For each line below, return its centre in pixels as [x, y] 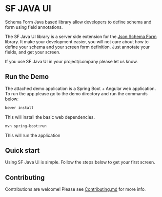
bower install [20, 107]
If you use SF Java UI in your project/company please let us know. [71, 61]
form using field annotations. [34, 27]
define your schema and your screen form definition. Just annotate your [78, 47]
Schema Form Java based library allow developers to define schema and [78, 22]
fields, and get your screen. [33, 52]
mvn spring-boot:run [26, 126]
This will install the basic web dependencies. [50, 117]
